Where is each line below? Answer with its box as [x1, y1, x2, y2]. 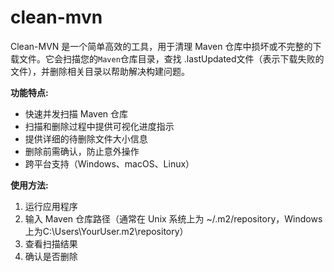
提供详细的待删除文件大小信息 [24, 132, 148, 145]
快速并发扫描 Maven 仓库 [24, 107, 129, 120]
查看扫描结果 [24, 237, 78, 250]
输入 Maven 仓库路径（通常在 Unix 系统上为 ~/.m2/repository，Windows [24, 212, 323, 225]
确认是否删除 [24, 250, 78, 262]
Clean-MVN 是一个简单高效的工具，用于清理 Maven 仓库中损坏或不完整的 [10, 40, 313, 52]
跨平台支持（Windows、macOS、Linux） [24, 157, 195, 170]
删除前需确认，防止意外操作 [24, 145, 140, 157]
